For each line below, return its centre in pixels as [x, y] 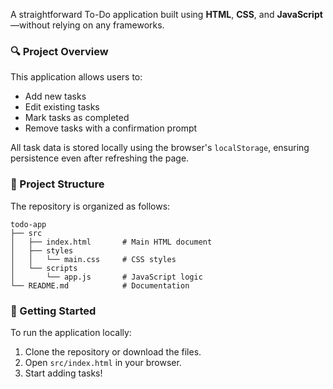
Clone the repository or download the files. [113, 351]
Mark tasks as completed [77, 118]
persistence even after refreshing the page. [100, 158]
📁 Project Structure [57, 184]
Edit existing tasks [62, 107]
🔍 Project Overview [59, 51]
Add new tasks [55, 96]
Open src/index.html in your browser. [103, 362]
